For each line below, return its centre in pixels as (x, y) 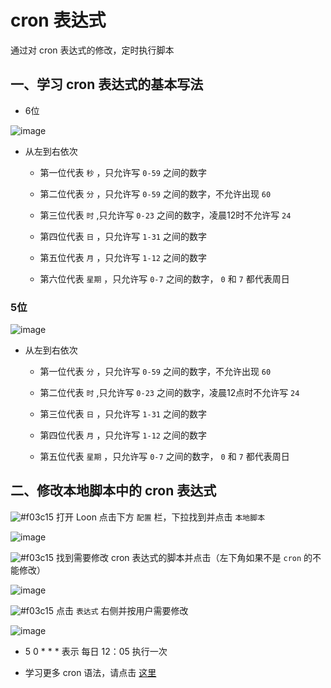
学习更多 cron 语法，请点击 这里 (90, 672)
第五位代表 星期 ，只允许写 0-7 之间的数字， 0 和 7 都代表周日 (164, 457)
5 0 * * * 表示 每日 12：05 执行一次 (96, 651)
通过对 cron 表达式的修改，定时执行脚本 (92, 50)
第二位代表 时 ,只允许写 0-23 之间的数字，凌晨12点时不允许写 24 (169, 393)
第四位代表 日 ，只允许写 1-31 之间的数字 (123, 236)
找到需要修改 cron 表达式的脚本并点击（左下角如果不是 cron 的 (184, 557)
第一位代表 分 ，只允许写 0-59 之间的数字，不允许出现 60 (155, 372)
